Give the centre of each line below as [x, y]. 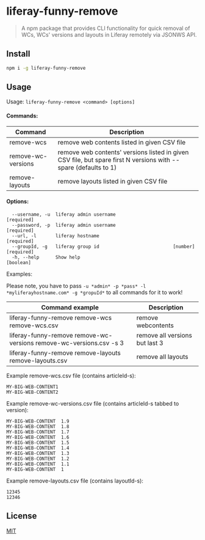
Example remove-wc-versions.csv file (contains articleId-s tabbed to [93, 403]
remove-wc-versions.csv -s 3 [80, 342]
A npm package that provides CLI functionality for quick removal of [106, 28]
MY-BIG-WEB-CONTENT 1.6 [38, 437]
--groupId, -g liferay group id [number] [103, 246]
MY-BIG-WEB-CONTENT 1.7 [38, 432]
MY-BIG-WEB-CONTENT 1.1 [38, 464]
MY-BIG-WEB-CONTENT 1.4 [38, 448]
